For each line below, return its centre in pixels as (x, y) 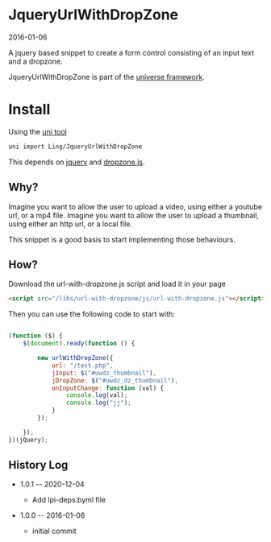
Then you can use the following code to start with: (92, 314)
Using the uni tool (38, 131)
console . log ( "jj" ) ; (98, 403)
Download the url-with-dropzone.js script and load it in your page (117, 284)
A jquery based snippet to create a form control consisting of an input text (131, 52)
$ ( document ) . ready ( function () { (79, 344)
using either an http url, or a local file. (71, 224)
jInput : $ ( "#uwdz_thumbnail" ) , (104, 373)
